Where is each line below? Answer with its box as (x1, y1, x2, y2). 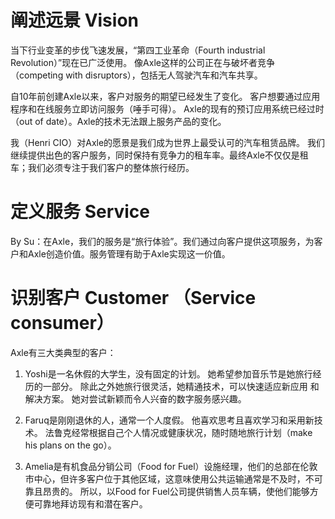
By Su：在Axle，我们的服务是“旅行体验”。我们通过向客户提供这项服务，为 (10, 235, 315, 247)
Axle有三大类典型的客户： (10, 346, 117, 358)
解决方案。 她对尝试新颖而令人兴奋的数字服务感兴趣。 (24, 392, 247, 405)
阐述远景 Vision (10, 9, 139, 32)
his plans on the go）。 (24, 439, 117, 451)
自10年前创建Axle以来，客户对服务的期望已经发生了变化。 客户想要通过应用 (10, 90, 321, 102)
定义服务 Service (10, 201, 151, 223)
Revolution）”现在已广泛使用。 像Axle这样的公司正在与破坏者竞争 (10, 56, 275, 68)
